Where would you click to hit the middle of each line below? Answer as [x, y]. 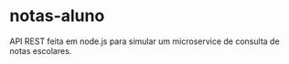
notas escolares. [41, 50]
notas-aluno [57, 16]
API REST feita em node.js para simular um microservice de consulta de [145, 41]
